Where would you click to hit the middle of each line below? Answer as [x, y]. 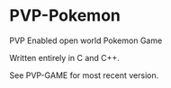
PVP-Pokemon [65, 16]
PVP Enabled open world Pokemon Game [86, 40]
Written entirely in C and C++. [64, 57]
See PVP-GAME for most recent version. [84, 75]
